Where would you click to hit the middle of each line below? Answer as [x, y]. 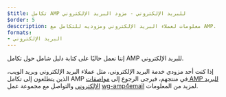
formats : [20, 32]
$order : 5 [21, 20]
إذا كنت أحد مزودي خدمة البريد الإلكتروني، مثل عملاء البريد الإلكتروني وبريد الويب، [111, 72]
